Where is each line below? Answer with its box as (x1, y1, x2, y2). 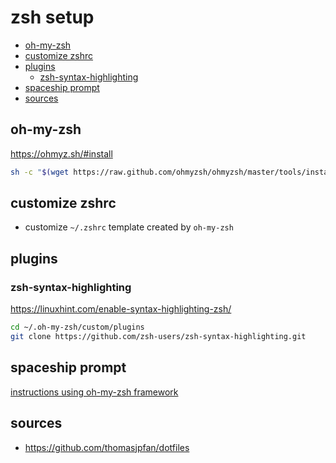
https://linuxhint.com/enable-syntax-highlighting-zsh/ (10, 303, 232, 315)
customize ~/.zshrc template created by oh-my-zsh (24, 221, 234, 233)
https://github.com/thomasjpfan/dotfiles (24, 441, 190, 453)
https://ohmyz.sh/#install (10, 147, 113, 160)
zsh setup (10, 6, 95, 29)
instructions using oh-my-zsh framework (10, 386, 179, 398)
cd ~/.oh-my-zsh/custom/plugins (10, 322, 145, 333)
